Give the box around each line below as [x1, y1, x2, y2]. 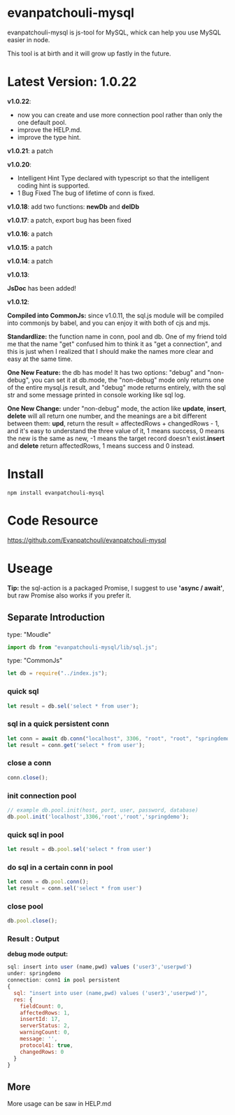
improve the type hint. [17, 133, 81, 141]
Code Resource [7, 513, 99, 528]
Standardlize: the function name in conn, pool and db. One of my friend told [7, 332, 227, 341]
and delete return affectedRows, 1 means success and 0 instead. [7, 441, 194, 450]
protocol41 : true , [20, 1041, 73, 1049]
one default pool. [17, 118, 67, 126]
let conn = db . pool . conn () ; [7, 878, 90, 885]
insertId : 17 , [20, 1016, 61, 1023]
